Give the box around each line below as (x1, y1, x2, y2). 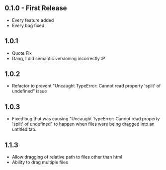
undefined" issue (11, 88, 47, 94)
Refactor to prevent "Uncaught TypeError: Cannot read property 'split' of (11, 83, 161, 89)
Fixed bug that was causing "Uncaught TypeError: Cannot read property (11, 116, 160, 122)
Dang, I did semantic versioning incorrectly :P (11, 55, 105, 61)
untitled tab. (11, 126, 37, 132)
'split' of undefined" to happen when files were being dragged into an (11, 121, 155, 127)
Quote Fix (11, 50, 32, 56)
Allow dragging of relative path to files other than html (11, 154, 123, 160)
